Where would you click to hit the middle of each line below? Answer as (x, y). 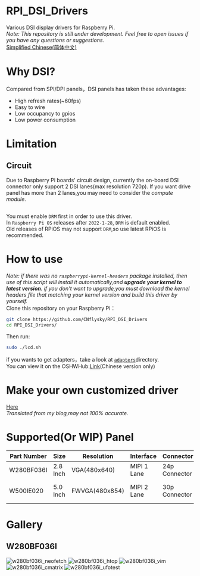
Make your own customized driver (92, 390)
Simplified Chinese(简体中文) (42, 47)
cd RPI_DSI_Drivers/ (32, 325)
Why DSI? (31, 72)
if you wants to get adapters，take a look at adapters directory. (83, 359)
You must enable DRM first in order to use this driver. (69, 216)
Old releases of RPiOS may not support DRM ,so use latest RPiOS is (86, 229)
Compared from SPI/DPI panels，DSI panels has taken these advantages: (96, 89)
